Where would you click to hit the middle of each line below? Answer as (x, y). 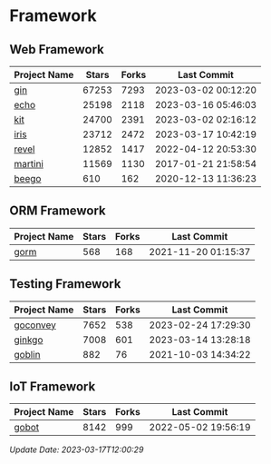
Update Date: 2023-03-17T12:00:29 (77, 449)
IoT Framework (53, 387)
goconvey (35, 325)
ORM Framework (58, 211)
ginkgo (29, 340)
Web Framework (57, 49)
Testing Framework (65, 284)
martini (29, 164)
